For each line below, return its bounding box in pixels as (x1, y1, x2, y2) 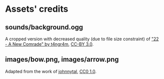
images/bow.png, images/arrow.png (5, 55, 119, 64)
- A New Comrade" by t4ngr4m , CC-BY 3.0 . (5, 41, 94, 47)
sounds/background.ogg (5, 23, 83, 31)
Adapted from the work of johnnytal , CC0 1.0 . (5, 68, 97, 74)
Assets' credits (5, 3, 69, 15)
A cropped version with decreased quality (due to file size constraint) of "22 (5, 36, 159, 42)
